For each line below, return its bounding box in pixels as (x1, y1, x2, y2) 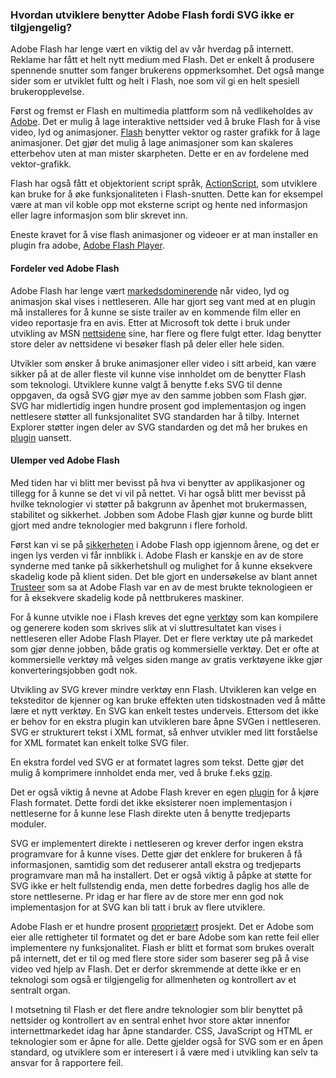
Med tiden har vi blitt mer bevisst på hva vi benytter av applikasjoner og (10, 476, 306, 488)
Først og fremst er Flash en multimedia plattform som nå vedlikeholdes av (10, 105, 313, 117)
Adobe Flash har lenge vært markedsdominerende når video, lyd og (10, 284, 290, 297)
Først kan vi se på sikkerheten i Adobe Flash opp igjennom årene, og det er (10, 538, 320, 550)
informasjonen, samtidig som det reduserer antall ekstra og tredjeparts (10, 858, 302, 870)
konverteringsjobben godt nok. (10, 664, 138, 676)
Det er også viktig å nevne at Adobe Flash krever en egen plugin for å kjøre (10, 786, 320, 798)
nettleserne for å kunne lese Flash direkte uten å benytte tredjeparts (10, 807, 291, 819)
